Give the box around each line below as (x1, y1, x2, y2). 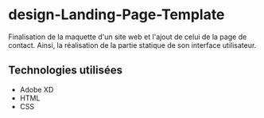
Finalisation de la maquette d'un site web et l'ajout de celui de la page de (8, 32, 247, 41)
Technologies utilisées (8, 64, 123, 77)
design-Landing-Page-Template (8, 6, 225, 24)
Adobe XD (19, 85, 54, 94)
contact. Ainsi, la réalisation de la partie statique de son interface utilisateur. (8, 40, 257, 49)
